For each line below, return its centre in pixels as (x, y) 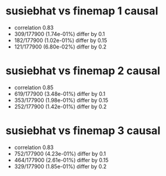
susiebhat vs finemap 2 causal (83, 71)
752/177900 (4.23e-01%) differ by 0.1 (60, 153)
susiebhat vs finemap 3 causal (83, 131)
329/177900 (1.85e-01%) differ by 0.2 (60, 166)
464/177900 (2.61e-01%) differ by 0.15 (61, 160)
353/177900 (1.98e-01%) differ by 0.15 (61, 100)
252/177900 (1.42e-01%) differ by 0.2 (60, 107)
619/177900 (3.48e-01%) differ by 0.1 (60, 93)
